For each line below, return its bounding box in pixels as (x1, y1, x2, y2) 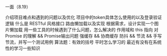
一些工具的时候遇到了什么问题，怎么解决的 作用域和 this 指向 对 (28, 27, 159, 33)
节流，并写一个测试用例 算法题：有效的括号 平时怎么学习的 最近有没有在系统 (5, 39, 162, 45)
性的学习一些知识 (5, 46, 40, 51)
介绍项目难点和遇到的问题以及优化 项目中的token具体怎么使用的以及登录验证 (5, 14, 162, 20)
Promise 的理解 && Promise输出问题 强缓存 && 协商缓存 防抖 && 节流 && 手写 (5, 33, 162, 39)
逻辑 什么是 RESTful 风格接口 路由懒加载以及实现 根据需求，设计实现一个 (5, 21, 155, 26)
